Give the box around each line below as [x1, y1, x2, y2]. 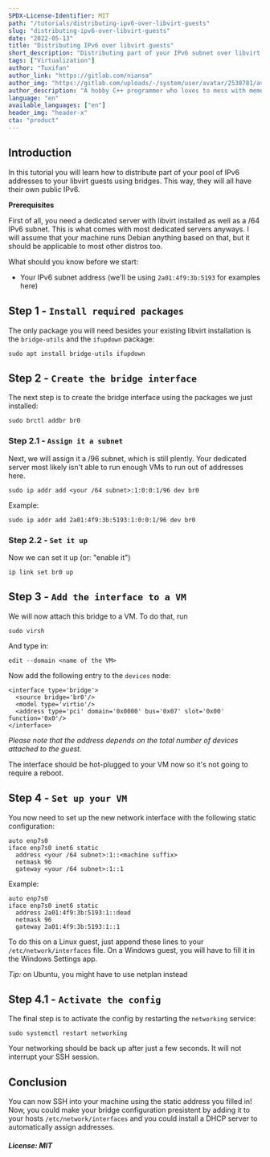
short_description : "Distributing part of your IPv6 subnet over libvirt [8, 49, 261, 57]
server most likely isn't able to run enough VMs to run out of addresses [8, 462, 243, 472]
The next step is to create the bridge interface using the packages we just [8, 393, 253, 403]
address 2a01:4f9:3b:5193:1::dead [15, 909, 131, 917]
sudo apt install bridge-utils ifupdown [8, 350, 146, 358]
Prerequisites [8, 200, 55, 210]
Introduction [8, 146, 72, 160]
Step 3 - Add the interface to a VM [8, 590, 186, 603]
